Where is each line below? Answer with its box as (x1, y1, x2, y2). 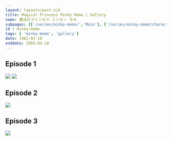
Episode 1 (5, 60, 37, 68)
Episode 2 (5, 88, 38, 97)
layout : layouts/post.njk (5, 7, 60, 13)
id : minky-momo (5, 27, 40, 32)
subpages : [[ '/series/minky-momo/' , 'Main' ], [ (5, 21, 106, 27)
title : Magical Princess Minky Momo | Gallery (5, 12, 106, 17)
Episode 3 (5, 116, 38, 125)
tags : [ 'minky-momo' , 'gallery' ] (5, 31, 79, 36)
